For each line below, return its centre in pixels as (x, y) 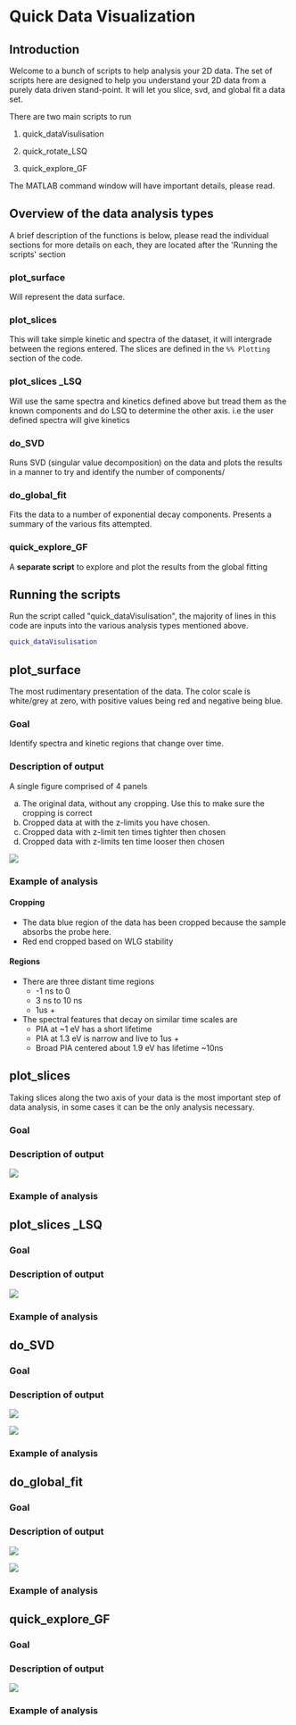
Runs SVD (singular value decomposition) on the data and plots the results (146, 462)
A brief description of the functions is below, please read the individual (139, 235)
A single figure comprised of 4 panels (78, 786)
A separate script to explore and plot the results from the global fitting (139, 567)
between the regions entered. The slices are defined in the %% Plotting (140, 349)
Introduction (45, 50)
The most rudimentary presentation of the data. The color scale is (130, 692)
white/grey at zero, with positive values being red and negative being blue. (146, 701)
